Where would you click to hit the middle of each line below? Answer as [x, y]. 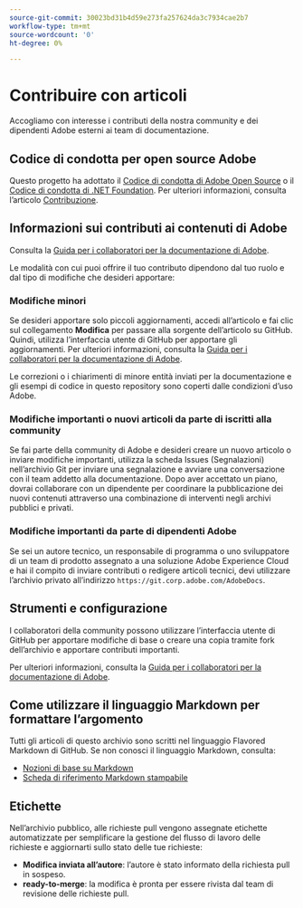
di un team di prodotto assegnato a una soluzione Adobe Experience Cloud [149, 560]
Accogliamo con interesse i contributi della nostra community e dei [134, 121]
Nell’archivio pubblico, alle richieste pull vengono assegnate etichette [138, 828]
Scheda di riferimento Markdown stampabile [105, 778]
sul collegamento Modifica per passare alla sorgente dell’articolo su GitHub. [151, 330]
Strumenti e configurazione [89, 609]
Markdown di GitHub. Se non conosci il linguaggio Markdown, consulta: [142, 750]
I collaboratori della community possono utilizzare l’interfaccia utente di [142, 630]
